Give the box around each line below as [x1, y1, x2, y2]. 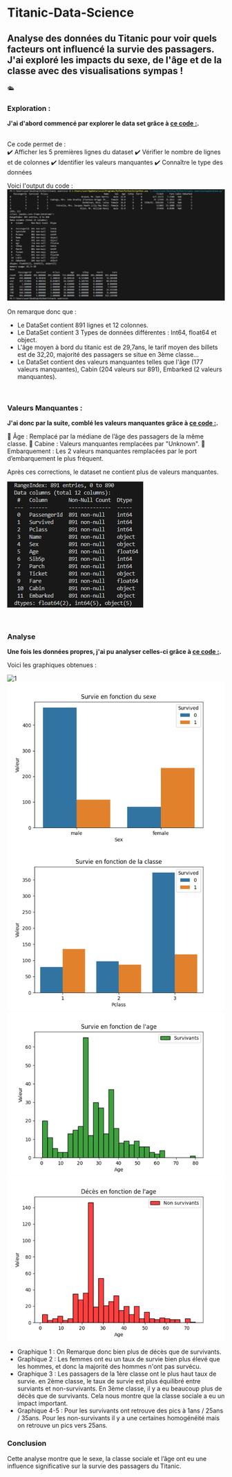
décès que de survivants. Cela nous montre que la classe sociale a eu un [17, 1392, 225, 1400]
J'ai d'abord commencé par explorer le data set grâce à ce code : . [7, 119, 200, 127]
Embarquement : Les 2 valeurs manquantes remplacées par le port [7, 447, 197, 455]
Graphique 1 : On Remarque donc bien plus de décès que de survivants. [17, 1347, 222, 1356]
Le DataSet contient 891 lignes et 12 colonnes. [17, 321, 148, 329]
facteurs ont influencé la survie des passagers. [7, 43, 215, 55]
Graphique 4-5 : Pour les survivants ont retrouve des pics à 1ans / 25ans [17, 1406, 224, 1415]
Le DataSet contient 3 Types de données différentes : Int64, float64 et [17, 328, 217, 337]
